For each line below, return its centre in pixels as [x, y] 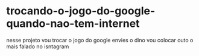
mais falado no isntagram [38, 46]
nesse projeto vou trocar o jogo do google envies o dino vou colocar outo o [100, 40]
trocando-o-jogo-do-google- [81, 11]
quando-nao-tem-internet [73, 24]
